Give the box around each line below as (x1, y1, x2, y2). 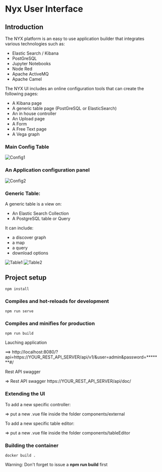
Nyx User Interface (5, 3, 84, 15)
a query (12, 245, 28, 250)
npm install (5, 286, 29, 291)
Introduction (5, 23, 44, 31)
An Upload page (12, 116, 45, 121)
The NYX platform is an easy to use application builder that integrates (5, 36, 144, 41)
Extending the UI (5, 391, 45, 397)
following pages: (5, 91, 38, 96)
